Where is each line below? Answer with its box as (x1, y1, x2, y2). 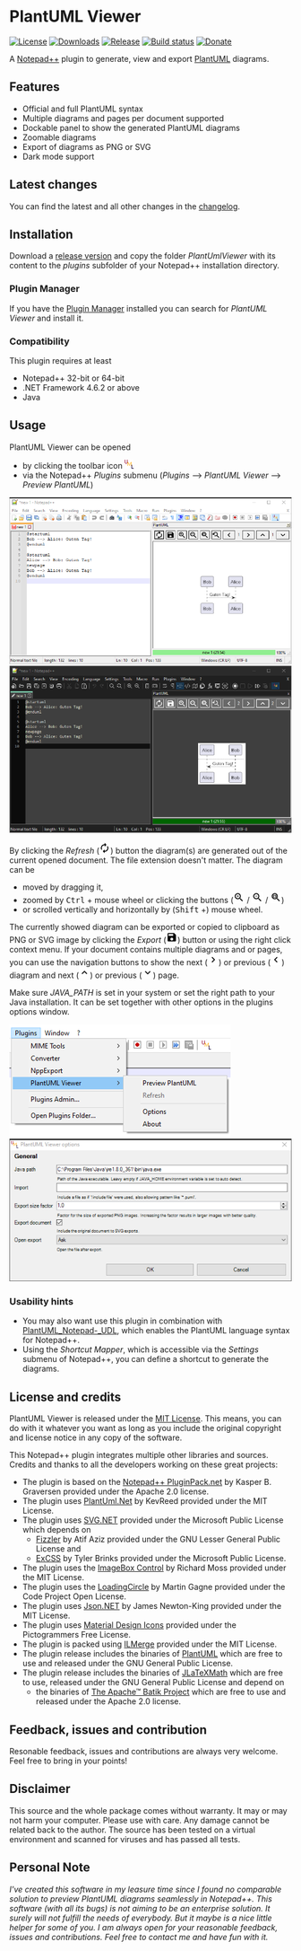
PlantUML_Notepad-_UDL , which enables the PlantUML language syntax (21, 1325, 290, 1336)
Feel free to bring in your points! (9, 1755, 128, 1766)
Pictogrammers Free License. (21, 1630, 132, 1640)
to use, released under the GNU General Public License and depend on (21, 1677, 285, 1688)
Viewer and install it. (9, 312, 84, 323)
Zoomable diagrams (21, 132, 97, 143)
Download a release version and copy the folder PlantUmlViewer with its (9, 250, 276, 261)
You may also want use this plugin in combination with (21, 1315, 223, 1326)
